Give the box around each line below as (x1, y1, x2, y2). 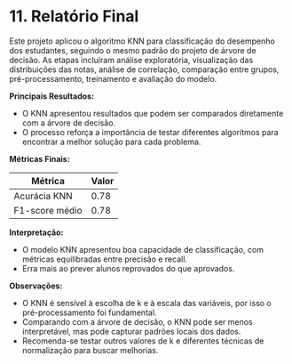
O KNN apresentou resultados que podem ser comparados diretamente (21, 108, 284, 118)
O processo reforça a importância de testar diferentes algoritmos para (21, 126, 279, 137)
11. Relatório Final (9, 6, 139, 27)
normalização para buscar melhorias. (21, 344, 159, 355)
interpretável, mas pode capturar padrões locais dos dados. (21, 326, 241, 336)
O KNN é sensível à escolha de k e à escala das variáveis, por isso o (21, 297, 272, 308)
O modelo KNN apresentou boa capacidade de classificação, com (21, 244, 264, 255)
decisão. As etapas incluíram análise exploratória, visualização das (9, 54, 254, 65)
